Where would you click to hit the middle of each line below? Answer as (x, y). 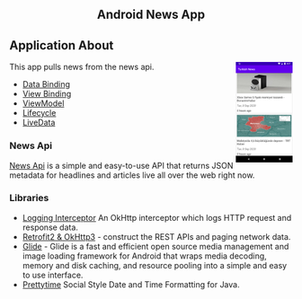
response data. (50, 227)
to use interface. (53, 275)
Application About (62, 45)
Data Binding (46, 84)
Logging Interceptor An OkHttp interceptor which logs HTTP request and (157, 217)
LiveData (39, 123)
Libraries (29, 198)
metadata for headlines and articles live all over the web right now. (132, 175)
